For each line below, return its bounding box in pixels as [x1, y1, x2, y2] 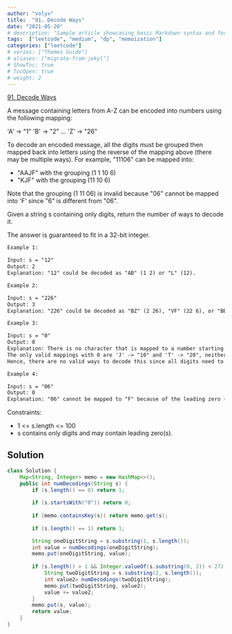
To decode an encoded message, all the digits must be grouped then [7, 141, 204, 149]
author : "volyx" [7, 10, 54, 17]
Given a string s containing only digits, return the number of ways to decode [7, 210, 224, 218]
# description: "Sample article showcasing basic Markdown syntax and [7, 29, 215, 37]
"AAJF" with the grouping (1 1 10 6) [17, 169, 116, 177]
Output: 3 [7, 301, 36, 308]
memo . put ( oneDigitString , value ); [32, 550, 131, 557]
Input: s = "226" [7, 294, 57, 301]
